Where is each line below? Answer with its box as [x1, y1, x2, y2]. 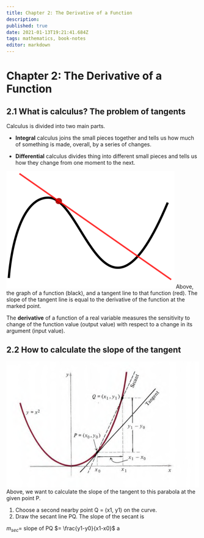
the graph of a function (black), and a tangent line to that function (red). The [6, 290, 198, 296]
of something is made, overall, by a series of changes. [15, 141, 151, 148]
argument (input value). [6, 327, 65, 334]
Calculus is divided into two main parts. [6, 123, 106, 129]
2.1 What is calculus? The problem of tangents [6, 106, 186, 117]
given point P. [6, 495, 41, 502]
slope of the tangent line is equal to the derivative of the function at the [6, 296, 185, 303]
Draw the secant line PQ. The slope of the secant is [15, 513, 145, 520]
